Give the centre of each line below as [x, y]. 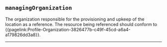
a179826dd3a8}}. [23, 35]
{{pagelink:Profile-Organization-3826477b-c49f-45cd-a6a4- [68, 29]
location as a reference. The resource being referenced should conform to [81, 24]
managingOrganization [39, 8]
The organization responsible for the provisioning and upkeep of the [75, 19]
